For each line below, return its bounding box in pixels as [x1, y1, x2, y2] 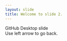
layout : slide [5, 7, 34, 12]
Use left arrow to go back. [5, 30, 58, 36]
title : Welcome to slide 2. [5, 12, 63, 17]
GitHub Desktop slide [5, 25, 48, 31]
